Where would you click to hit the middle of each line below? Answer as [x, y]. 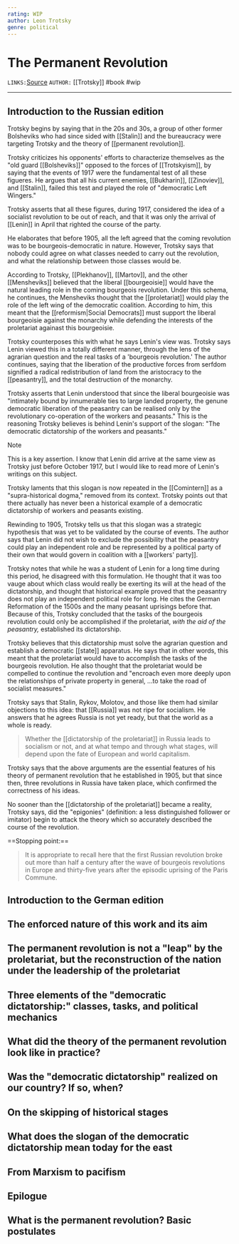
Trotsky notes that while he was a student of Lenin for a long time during [114, 569]
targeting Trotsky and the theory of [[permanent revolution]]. [96, 144]
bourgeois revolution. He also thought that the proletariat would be [105, 666]
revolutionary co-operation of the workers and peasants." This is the [107, 416]
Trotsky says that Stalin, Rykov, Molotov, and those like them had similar [113, 703]
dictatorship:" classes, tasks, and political [103, 1006]
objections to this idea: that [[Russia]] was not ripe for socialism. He [107, 710]
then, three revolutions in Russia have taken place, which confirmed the [112, 783]
